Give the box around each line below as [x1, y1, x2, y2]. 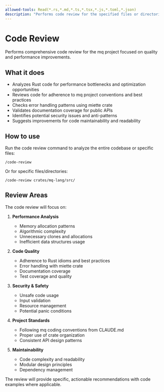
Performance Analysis [12, 214, 59, 220]
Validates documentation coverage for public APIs [12, 107, 113, 113]
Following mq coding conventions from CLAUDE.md [19, 327, 124, 333]
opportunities [12, 87, 40, 93]
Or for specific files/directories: [5, 169, 68, 174]
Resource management [19, 302, 67, 309]
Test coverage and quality [19, 273, 72, 279]
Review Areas [5, 191, 48, 199]
